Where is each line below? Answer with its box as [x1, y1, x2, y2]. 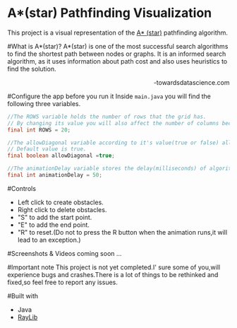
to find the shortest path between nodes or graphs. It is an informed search [7, 49, 226, 58]
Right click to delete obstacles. [17, 205, 107, 213]
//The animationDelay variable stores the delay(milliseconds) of [7, 165, 207, 172]
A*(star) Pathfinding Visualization [7, 5, 212, 21]
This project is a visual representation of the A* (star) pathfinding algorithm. [7, 28, 228, 37]
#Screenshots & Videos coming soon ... [7, 249, 122, 257]
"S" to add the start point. [17, 213, 92, 221]
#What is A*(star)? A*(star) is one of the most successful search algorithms [7, 42, 229, 50]
